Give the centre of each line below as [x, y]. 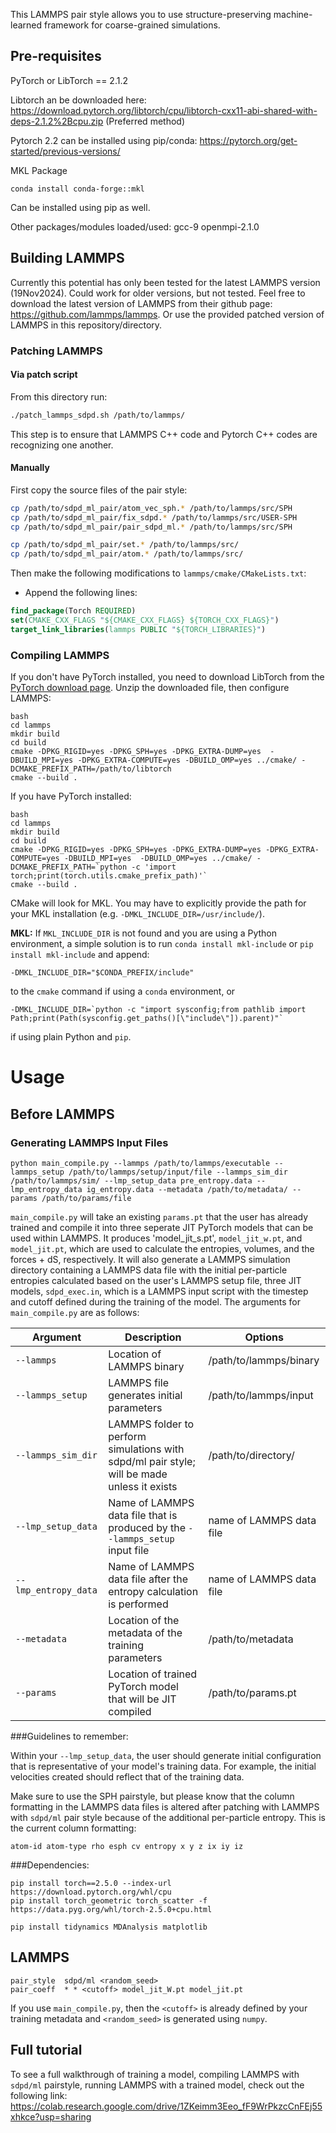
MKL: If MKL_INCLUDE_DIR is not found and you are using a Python [144, 933]
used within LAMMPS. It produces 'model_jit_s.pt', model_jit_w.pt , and [156, 1238]
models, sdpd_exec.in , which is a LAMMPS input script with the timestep [159, 1291]
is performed [138, 1604]
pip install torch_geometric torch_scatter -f [109, 1901]
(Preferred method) [145, 121]
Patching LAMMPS [56, 351]
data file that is [143, 1515]
